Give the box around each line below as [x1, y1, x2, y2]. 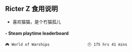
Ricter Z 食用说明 [5, 4, 58, 13]
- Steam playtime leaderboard [5, 30, 69, 36]
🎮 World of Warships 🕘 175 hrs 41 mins [5, 42, 127, 47]
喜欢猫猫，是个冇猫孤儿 [12, 19, 61, 25]
